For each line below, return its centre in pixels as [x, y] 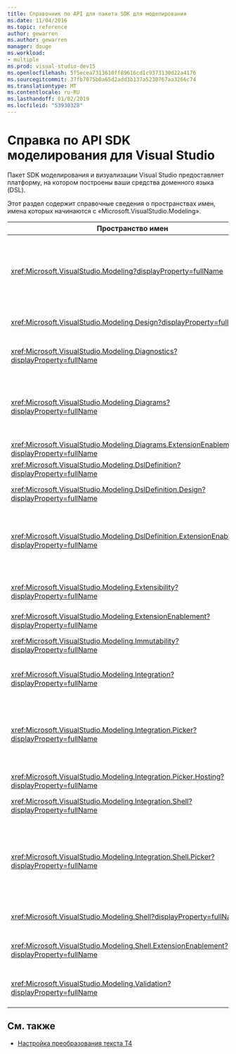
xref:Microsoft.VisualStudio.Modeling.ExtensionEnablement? [111, 616]
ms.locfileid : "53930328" [45, 106]
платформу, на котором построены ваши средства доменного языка [111, 182]
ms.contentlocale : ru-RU [44, 92]
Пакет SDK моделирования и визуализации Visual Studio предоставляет [116, 175]
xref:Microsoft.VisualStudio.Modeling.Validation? [91, 984]
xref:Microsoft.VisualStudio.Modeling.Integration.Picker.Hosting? [118, 776]
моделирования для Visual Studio [111, 155]
